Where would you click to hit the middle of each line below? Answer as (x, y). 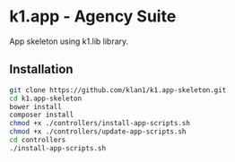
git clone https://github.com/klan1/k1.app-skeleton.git (118, 90)
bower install (36, 107)
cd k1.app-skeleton (46, 98)
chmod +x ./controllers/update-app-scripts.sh (98, 132)
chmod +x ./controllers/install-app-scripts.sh (100, 124)
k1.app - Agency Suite (93, 17)
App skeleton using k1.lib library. (69, 41)
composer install (42, 115)
